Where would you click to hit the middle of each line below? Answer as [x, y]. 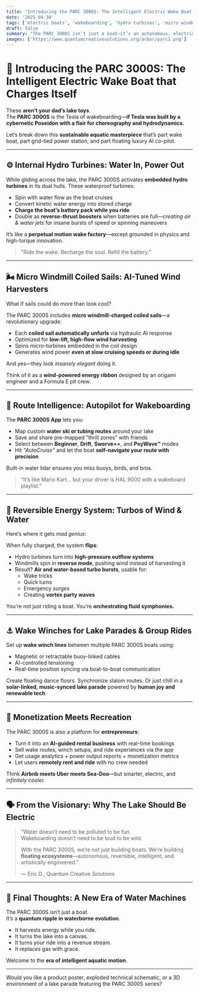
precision [27, 457]
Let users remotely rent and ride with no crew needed [81, 762]
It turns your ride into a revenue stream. [63, 942]
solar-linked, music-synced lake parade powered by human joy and [91, 687]
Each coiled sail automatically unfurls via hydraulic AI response [93, 333]
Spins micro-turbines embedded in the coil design [76, 345]
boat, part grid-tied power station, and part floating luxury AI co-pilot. [91, 141]
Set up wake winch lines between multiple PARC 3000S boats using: [90, 645]
